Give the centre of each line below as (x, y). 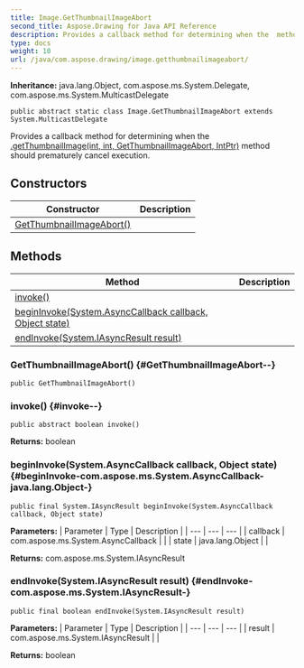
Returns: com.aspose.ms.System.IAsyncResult (98, 558)
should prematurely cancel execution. (80, 155)
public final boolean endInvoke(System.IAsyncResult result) (128, 611)
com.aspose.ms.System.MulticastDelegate (90, 95)
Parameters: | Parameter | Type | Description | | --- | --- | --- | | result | (143, 627)
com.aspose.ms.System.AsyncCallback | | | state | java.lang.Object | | (139, 540)
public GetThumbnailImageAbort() (73, 383)
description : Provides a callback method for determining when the (140, 34)
